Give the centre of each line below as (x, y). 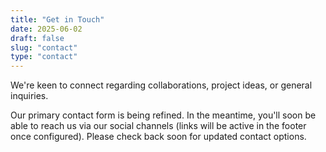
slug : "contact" (44, 47)
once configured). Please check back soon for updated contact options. (158, 137)
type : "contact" (44, 57)
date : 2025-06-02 (46, 29)
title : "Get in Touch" (57, 19)
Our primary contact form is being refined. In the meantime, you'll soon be (163, 115)
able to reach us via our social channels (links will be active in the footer (158, 126)
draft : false (37, 38)
